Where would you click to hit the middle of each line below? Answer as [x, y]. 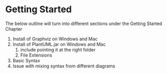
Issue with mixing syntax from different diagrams [64, 66]
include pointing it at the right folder [58, 50]
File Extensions [36, 55]
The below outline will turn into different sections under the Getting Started [84, 23]
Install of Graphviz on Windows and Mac [55, 39]
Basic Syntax [26, 60]
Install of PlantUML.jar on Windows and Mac [59, 44]
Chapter [14, 29]
